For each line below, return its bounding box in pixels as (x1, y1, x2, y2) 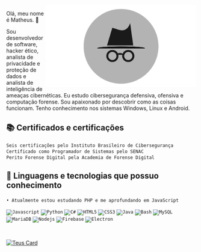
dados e (6, 73, 26, 79)
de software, (6, 41, 38, 48)
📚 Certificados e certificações (6, 123, 125, 133)
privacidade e (6, 60, 40, 67)
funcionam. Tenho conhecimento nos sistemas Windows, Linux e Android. (6, 105, 190, 112)
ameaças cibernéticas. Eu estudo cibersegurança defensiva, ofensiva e (6, 92, 184, 99)
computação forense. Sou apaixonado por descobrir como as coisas (6, 98, 176, 105)
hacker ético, (6, 47, 39, 54)
